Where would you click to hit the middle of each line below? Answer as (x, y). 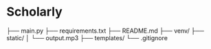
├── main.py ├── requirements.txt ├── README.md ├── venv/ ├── (105, 31)
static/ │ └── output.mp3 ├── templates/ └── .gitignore (87, 37)
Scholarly (34, 12)
